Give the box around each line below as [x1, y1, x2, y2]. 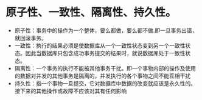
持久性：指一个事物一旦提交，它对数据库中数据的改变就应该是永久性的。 [14, 79, 196, 87]
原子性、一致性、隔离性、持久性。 [5, 5, 177, 19]
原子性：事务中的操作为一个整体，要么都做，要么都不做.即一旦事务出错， [14, 27, 198, 34]
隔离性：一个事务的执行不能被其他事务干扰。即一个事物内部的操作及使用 [14, 64, 196, 72]
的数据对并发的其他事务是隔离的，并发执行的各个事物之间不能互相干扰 [14, 72, 191, 79]
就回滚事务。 [14, 34, 47, 41]
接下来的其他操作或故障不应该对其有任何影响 [14, 87, 127, 95]
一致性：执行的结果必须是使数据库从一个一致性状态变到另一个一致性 [14, 42, 186, 49]
